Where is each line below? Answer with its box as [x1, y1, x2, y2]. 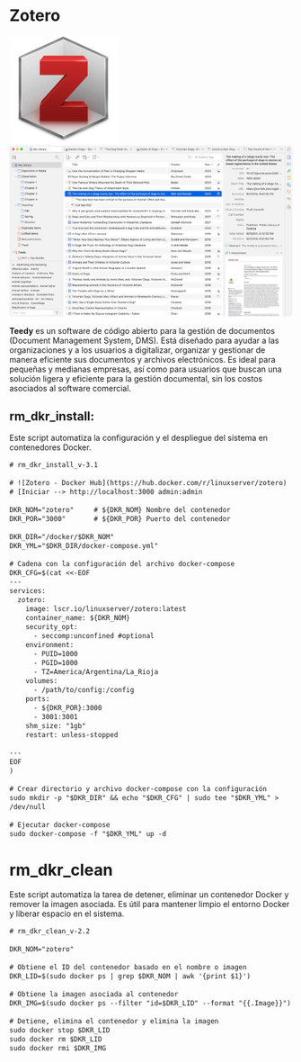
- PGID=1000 [32, 659, 78, 668]
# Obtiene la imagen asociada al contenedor [9, 990, 179, 999]
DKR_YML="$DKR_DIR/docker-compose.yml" [9, 542, 159, 551]
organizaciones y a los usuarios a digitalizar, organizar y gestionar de [9, 344, 266, 355]
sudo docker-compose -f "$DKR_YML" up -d [9, 830, 167, 839]
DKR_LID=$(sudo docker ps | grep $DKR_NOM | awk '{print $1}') [9, 972, 252, 981]
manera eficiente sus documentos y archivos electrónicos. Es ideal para [9, 354, 276, 364]
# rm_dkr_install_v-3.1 [9, 461, 99, 470]
